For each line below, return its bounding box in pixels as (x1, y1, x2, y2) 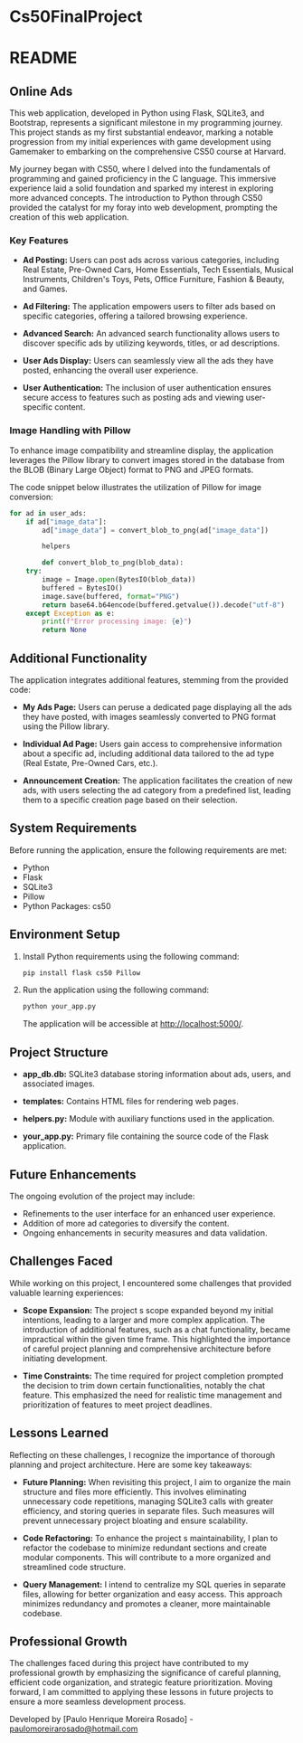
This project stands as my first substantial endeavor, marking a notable (9, 127, 274, 137)
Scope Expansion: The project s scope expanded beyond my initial (22, 1304, 274, 1315)
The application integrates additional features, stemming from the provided (9, 674, 289, 685)
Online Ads (9, 83, 73, 99)
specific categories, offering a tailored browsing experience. (22, 310, 248, 322)
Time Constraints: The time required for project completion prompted (22, 1370, 284, 1381)
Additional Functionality (9, 650, 147, 666)
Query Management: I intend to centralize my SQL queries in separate (22, 1578, 287, 1589)
